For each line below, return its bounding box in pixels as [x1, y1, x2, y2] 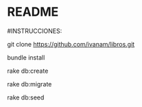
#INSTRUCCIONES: [7, 27, 62, 35]
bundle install [7, 53, 45, 62]
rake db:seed [7, 93, 45, 102]
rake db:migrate [7, 80, 52, 88]
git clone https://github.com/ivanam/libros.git [7, 40, 135, 48]
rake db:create [7, 67, 49, 75]
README [7, 4, 59, 20]
